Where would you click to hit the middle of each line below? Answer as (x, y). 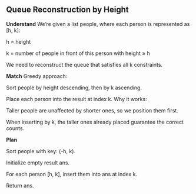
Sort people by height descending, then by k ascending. (74, 88)
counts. (15, 128)
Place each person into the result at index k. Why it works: (77, 99)
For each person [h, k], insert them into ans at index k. (72, 174)
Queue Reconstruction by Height (67, 10)
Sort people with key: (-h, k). (41, 151)
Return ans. (20, 185)
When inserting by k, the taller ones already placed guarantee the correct (95, 122)
